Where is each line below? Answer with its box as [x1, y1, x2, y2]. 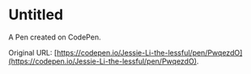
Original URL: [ [8, 47, 57, 57]
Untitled [8, 6, 64, 24]
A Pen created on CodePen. [8, 32, 101, 42]
